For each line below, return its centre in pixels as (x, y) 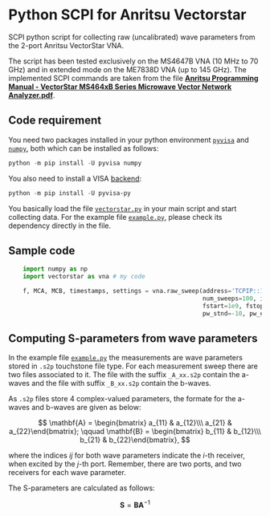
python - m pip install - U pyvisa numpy (75, 163)
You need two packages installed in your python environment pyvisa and (129, 140)
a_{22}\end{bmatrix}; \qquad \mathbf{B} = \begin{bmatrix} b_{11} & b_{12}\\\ (135, 432)
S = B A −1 (135, 505)
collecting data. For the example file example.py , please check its (115, 217)
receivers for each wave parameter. (67, 473)
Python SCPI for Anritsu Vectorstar (127, 15)
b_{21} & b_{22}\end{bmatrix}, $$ (135, 440)
